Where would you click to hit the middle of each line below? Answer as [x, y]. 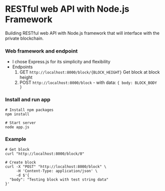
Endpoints [22, 67]
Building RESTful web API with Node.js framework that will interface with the [82, 33]
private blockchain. [25, 38]
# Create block [21, 162]
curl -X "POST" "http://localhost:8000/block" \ [56, 166]
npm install [17, 114]
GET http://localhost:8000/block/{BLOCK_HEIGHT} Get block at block [90, 72]
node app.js [17, 127]
